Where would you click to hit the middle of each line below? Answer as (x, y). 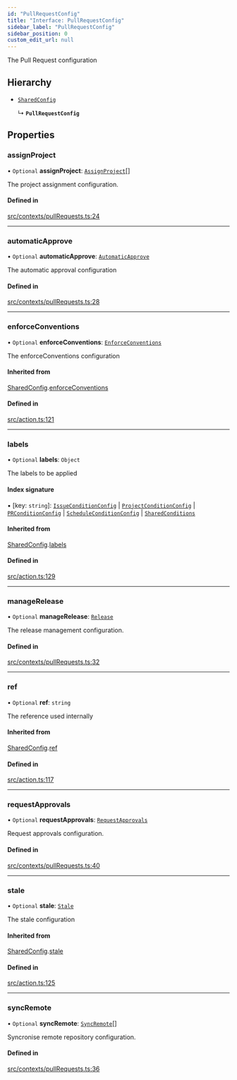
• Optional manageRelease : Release (61, 617)
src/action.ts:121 (31, 420)
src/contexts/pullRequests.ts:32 (54, 662)
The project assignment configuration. (63, 184)
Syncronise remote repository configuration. (72, 1037)
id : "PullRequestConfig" (44, 14)
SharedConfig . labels (37, 545)
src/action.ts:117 (31, 779)
